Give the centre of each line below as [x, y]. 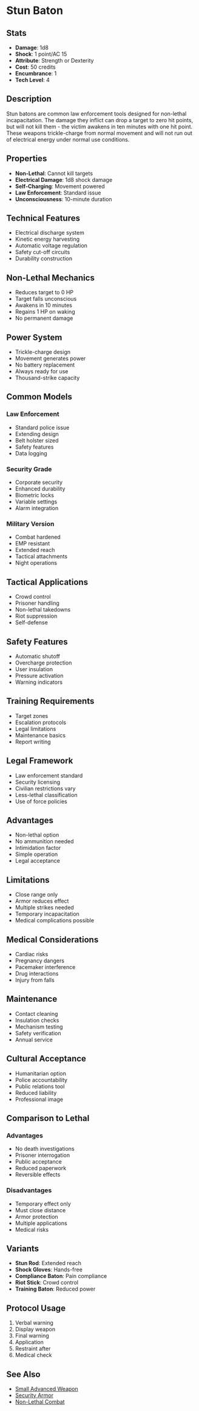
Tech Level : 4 [32, 80]
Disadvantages [29, 1190]
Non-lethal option [37, 835]
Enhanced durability [40, 489]
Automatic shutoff [38, 656]
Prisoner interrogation [42, 1155]
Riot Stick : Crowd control [47, 1283]
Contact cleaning [36, 1013]
